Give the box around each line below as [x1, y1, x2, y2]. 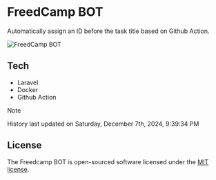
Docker [17, 85, 39, 93]
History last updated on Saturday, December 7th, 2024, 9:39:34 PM [7, 120, 199, 128]
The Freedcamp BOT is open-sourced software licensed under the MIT [7, 157, 209, 166]
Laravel [17, 78, 39, 87]
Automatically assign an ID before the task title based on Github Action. [7, 27, 210, 35]
